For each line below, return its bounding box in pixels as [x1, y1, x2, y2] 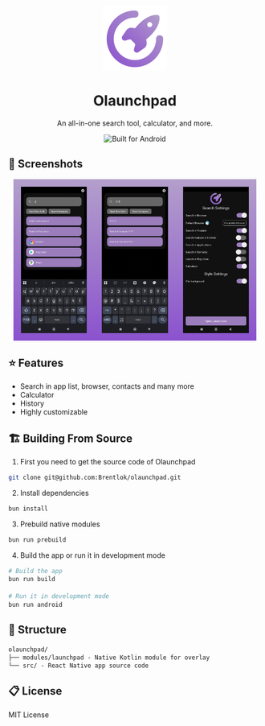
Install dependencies [19, 488, 90, 497]
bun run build [8, 575, 56, 584]
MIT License [8, 710, 50, 720]
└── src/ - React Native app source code [8, 662, 149, 670]
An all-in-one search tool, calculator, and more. [57, 118, 213, 128]
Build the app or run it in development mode [19, 550, 166, 560]
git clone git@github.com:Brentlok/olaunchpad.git [8, 473, 181, 481]
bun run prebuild [8, 535, 67, 544]
